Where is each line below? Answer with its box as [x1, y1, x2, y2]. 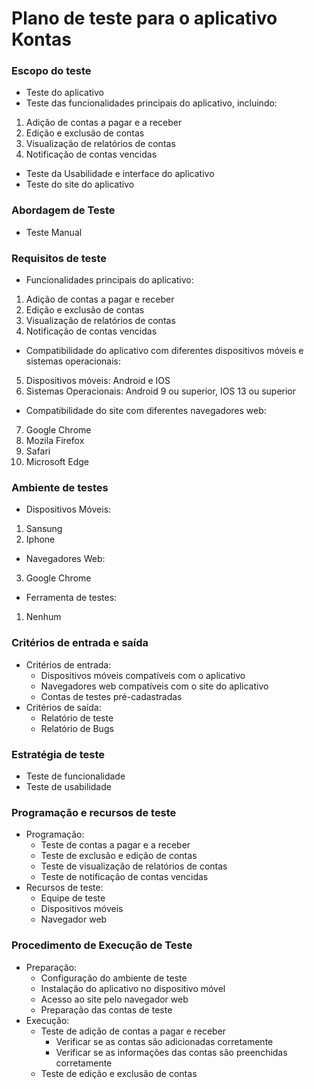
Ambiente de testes [11, 481, 109, 494]
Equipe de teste [40, 892, 106, 904]
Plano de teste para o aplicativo [11, 7, 278, 30]
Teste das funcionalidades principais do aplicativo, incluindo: [25, 97, 278, 109]
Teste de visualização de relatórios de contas [40, 860, 228, 872]
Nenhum [25, 611, 62, 623]
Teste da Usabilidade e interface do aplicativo [25, 168, 215, 180]
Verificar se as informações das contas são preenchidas [55, 1046, 288, 1058]
